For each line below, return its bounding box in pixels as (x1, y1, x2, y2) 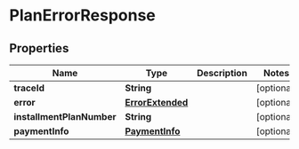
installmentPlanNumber (13, 111, 117, 122)
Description (197, 67, 247, 79)
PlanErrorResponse (9, 5, 156, 26)
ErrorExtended (125, 97, 189, 108)
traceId (13, 82, 44, 94)
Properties (9, 41, 69, 56)
